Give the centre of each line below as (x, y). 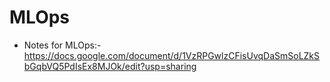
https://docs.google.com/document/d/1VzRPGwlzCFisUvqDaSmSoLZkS (172, 55)
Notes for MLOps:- (62, 45)
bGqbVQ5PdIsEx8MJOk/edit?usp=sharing (110, 66)
